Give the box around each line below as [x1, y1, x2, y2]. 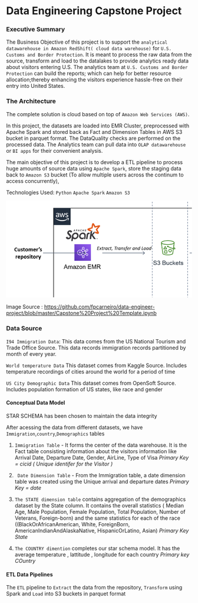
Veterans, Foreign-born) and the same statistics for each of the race [14, 514, 181, 522]
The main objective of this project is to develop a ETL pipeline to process [6, 158, 183, 166]
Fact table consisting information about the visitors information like [14, 447, 177, 455]
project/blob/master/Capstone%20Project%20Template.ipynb [6, 310, 157, 317]
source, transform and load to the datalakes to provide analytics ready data [6, 57, 189, 64]
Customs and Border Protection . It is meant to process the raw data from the [6, 51, 192, 58]
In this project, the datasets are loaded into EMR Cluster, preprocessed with [6, 122, 190, 129]
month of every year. [6, 350, 57, 358]
